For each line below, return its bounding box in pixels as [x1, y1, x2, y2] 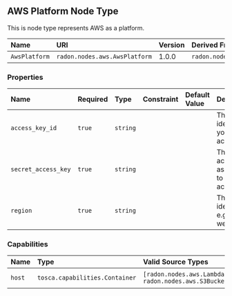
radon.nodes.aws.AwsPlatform [56, 52, 153, 61]
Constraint [142, 94, 179, 104]
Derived [191, 40, 219, 50]
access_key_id [10, 124, 57, 132]
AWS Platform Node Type [7, 6, 119, 17]
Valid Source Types [142, 257, 209, 267]
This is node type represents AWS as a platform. [7, 23, 145, 32]
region [10, 207, 32, 215]
